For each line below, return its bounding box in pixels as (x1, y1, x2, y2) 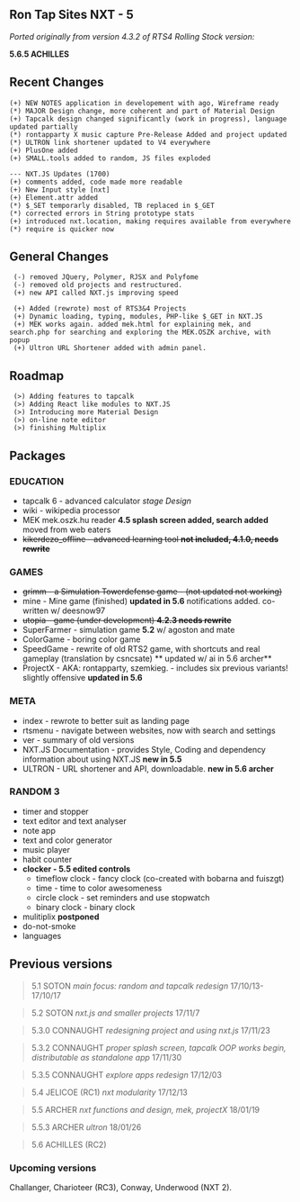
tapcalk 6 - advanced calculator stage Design (22, 495, 191, 506)
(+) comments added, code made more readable (9, 177, 182, 186)
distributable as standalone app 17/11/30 (31, 1052, 182, 1062)
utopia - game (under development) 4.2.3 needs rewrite (22, 615, 232, 626)
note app (22, 825, 57, 836)
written (22, 605, 49, 616)
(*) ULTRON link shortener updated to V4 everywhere (9, 138, 211, 147)
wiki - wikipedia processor (22, 504, 121, 516)
